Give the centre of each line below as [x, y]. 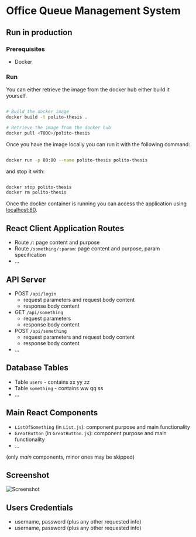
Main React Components [52, 413]
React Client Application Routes [65, 228]
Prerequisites [25, 49]
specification [30, 255]
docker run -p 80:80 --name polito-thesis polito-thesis [77, 160]
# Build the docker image [37, 112]
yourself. [17, 96]
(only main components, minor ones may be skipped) [71, 457]
